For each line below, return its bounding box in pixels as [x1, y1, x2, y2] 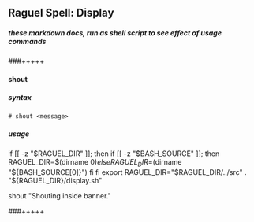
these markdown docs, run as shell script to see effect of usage [8, 28, 222, 38]
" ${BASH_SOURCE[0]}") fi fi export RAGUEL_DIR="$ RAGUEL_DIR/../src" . [8, 167, 247, 176]
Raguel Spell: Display [8, 6, 114, 20]
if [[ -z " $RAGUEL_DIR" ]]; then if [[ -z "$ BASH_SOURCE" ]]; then [8, 149, 220, 158]
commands [8, 36, 47, 46]
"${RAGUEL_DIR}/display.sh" [8, 176, 103, 185]
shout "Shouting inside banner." [8, 191, 112, 200]
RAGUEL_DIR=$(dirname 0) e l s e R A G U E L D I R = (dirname [8, 157, 182, 168]
